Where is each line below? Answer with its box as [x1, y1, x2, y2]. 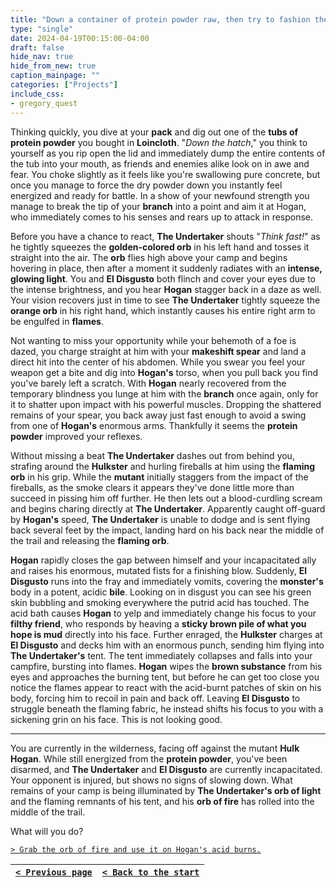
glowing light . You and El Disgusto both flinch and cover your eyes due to [10, 272, 317, 285]
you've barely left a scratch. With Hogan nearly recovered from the [10, 377, 287, 389]
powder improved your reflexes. [10, 430, 143, 442]
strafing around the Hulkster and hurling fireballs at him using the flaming [10, 460, 316, 472]
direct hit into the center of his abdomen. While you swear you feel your [10, 356, 306, 368]
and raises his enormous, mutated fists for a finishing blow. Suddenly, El [10, 564, 308, 576]
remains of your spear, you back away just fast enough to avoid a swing [10, 409, 307, 421]
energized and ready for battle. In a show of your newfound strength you [10, 189, 310, 201]
